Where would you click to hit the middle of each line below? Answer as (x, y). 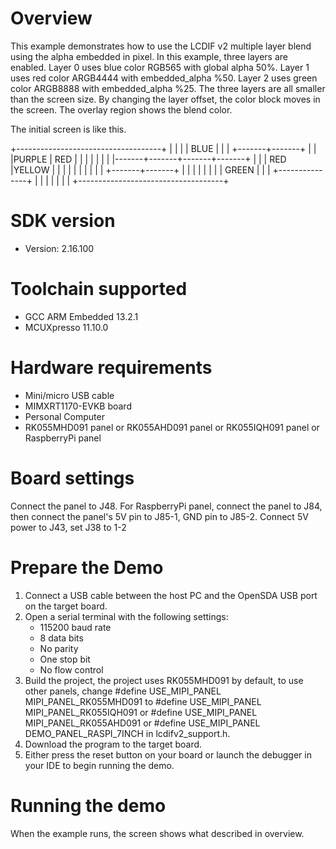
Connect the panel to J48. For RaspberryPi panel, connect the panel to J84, (166, 506)
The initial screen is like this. (68, 129)
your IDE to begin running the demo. (99, 765)
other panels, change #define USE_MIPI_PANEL (123, 691)
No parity (59, 648)
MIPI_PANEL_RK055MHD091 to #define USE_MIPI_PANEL (143, 701)
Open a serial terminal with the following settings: (126, 616)
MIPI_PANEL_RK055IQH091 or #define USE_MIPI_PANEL (141, 712)
